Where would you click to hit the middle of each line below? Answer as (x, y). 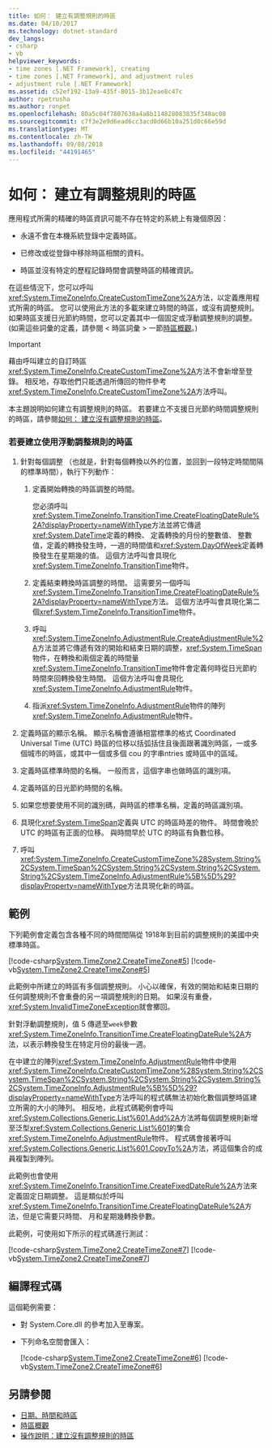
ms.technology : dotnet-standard (63, 31)
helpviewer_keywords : (45, 62)
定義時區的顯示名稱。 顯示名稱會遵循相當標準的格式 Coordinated (128, 733)
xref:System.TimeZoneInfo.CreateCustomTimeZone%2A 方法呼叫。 (120, 391)
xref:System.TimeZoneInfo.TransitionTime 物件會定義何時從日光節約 (144, 668)
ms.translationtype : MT (49, 129)
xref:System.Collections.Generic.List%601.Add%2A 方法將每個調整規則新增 (133, 1118)
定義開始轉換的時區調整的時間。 (85, 489)
